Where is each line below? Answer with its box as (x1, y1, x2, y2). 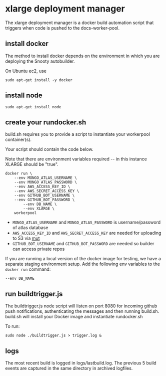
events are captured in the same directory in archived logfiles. (5, 365, 133, 371)
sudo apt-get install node (5, 104, 61, 109)
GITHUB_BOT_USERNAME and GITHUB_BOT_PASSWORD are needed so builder (12, 241, 154, 247)
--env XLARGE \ (23, 206, 55, 211)
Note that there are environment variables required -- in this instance (5, 156, 147, 162)
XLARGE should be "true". (5, 161, 58, 167)
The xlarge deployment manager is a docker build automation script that (5, 20, 154, 26)
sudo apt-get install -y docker (5, 77, 72, 83)
